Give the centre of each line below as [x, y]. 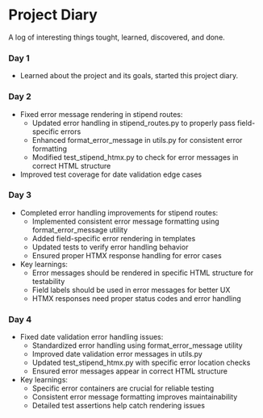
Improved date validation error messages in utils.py [117, 354]
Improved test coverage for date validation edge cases [111, 174]
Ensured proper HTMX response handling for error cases [127, 255]
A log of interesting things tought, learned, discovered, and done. [117, 37]
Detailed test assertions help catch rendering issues [119, 406]
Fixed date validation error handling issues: [92, 337]
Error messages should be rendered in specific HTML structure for [143, 273]
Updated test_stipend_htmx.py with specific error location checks [141, 363]
